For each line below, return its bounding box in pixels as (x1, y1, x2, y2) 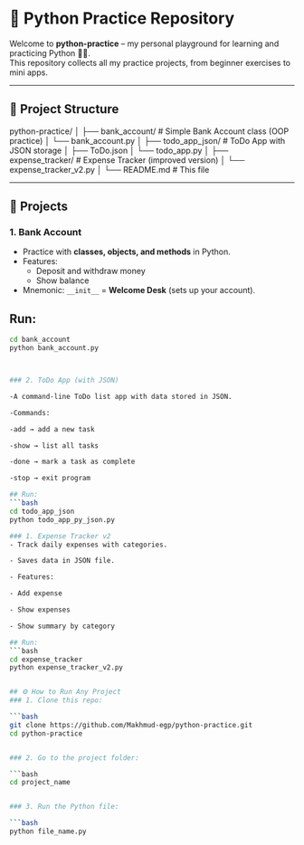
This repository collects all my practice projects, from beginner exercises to (9, 57, 291, 68)
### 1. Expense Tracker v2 (9, 531, 111, 541)
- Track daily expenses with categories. (9, 540, 168, 549)
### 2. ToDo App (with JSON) (9, 375, 119, 385)
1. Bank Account (9, 226, 82, 239)
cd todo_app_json (9, 507, 75, 516)
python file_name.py (9, 827, 88, 836)
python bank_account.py (9, 344, 100, 353)
